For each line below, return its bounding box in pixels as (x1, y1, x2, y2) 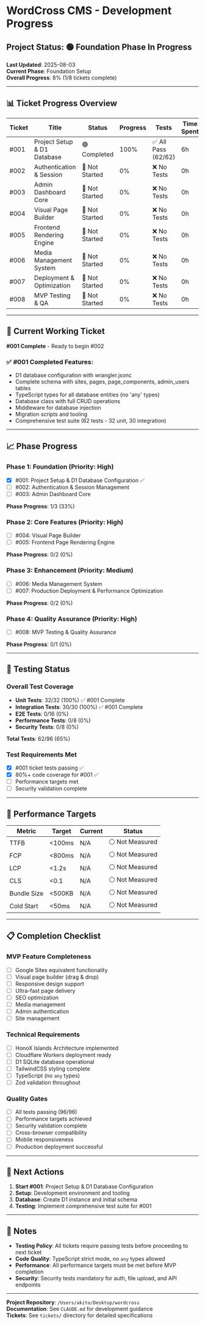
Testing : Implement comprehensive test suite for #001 (15, 1203, 152, 1210)
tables (15, 384, 31, 392)
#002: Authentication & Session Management (15, 483, 130, 491)
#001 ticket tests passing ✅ (15, 764, 84, 771)
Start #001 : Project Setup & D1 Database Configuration (15, 1183, 154, 1190)
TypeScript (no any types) (15, 1072, 81, 1079)
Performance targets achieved (15, 1115, 92, 1123)
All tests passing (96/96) (15, 1108, 77, 1116)
